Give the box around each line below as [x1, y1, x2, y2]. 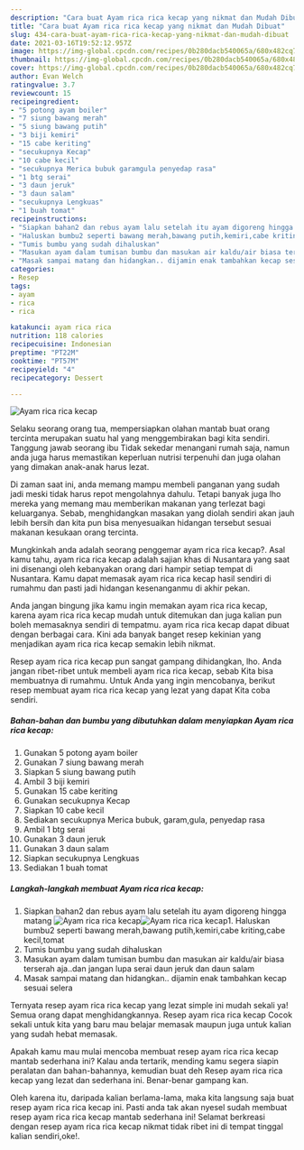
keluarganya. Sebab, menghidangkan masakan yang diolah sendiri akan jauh [10, 508, 295, 519]
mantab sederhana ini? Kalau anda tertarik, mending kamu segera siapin [10, 1056, 279, 1067]
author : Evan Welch [10, 72, 84, 81]
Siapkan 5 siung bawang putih [23, 767, 136, 777]
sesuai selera [23, 982, 73, 993]
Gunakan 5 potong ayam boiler [23, 748, 138, 759]
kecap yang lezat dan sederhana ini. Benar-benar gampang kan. [10, 1075, 249, 1086]
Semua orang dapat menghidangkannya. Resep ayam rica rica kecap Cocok [10, 1009, 292, 1020]
